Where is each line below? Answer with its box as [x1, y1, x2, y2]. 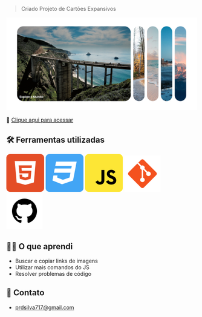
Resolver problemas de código [15, 270, 92, 277]
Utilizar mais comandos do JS [15, 263, 90, 271]
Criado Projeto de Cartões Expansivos [21, 5, 116, 12]
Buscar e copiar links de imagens [15, 257, 99, 264]
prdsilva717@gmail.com [15, 304, 74, 311]
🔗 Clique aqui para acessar [6, 116, 74, 123]
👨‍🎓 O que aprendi [6, 241, 73, 252]
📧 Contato [6, 287, 45, 298]
